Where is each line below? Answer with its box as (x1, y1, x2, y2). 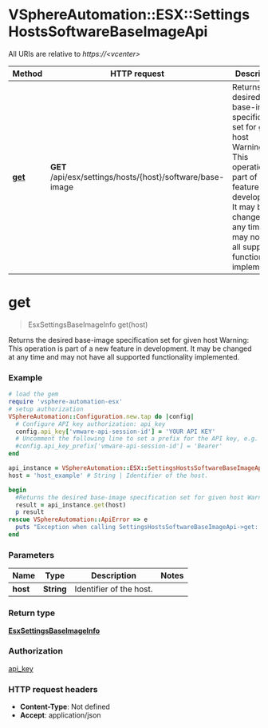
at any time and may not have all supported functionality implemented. (8, 352, 240, 361)
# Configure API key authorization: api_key (15, 420, 166, 428)
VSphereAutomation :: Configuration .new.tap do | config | (8, 412, 195, 420)
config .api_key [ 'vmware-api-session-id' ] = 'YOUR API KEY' (15, 428, 216, 436)
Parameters (8, 549, 54, 560)
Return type (8, 607, 56, 619)
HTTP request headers (8, 683, 98, 694)
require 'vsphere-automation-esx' (8, 398, 124, 406)
